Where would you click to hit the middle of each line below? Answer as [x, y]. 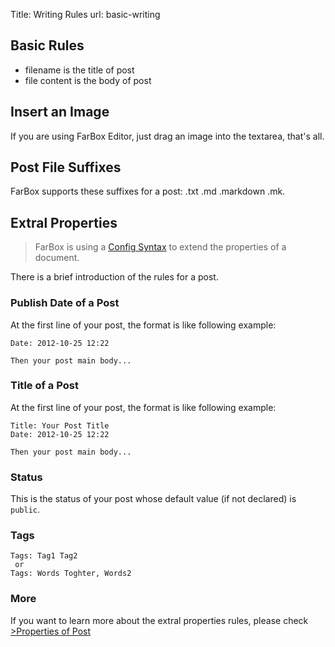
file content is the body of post [88, 80]
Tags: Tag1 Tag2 [44, 556]
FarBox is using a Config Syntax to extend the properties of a [160, 247]
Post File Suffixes [66, 167]
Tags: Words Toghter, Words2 [71, 574]
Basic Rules [47, 45]
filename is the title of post [79, 70]
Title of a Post [44, 386]
